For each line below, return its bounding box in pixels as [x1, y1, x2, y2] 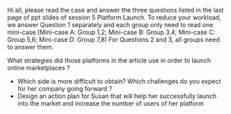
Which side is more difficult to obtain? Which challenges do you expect [17, 77, 221, 85]
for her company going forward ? [17, 85, 113, 92]
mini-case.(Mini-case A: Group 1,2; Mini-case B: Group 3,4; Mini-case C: [7, 28, 216, 36]
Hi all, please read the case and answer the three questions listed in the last [7, 6, 224, 14]
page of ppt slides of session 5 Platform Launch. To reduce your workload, [7, 13, 221, 22]
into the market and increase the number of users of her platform [17, 99, 204, 107]
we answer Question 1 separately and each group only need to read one [7, 21, 214, 28]
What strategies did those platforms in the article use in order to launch [7, 56, 212, 65]
